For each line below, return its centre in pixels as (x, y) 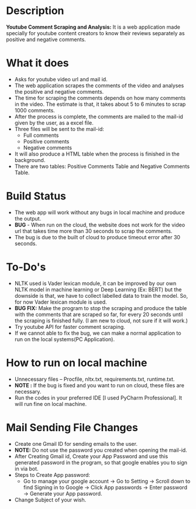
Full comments (41, 135)
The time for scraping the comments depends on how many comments (100, 98)
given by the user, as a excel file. (54, 123)
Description (35, 11)
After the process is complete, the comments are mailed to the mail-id (99, 116)
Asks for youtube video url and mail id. (61, 79)
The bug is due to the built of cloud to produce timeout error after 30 (97, 237)
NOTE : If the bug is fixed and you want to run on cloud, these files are (99, 385)
